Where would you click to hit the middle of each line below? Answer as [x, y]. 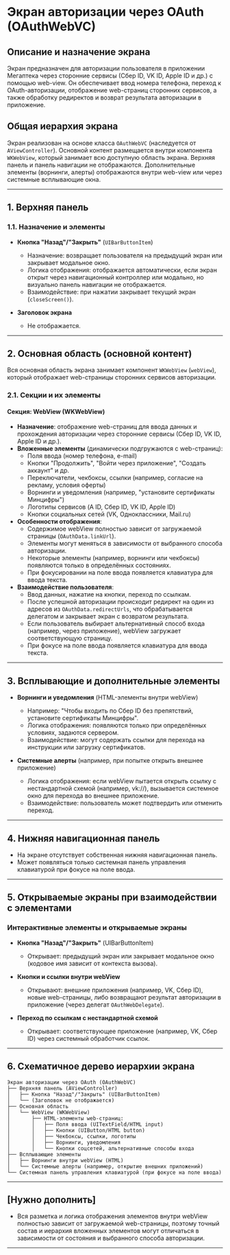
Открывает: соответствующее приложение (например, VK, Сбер [122, 1031]
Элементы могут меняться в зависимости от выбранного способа [125, 544]
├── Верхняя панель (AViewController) [62, 1088]
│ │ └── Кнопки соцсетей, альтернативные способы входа [101, 1148]
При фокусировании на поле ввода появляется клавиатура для [120, 573]
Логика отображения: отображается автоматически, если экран [122, 270]
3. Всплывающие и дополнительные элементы [114, 681]
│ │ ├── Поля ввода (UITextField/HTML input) [86, 1124]
